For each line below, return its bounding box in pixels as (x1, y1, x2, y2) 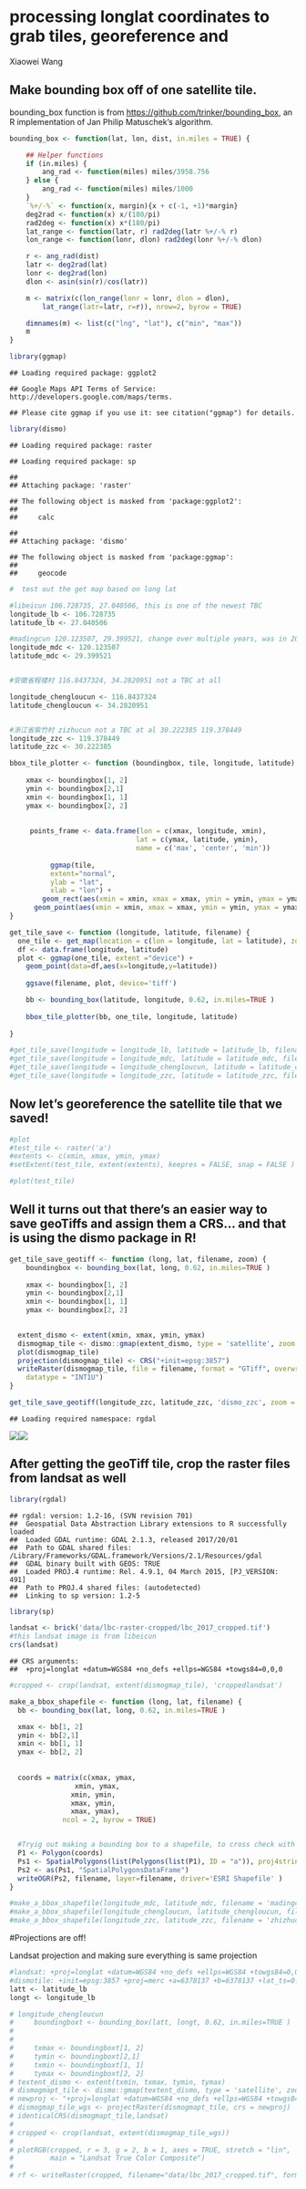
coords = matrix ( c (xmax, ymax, (17, 1773, 137, 1782)
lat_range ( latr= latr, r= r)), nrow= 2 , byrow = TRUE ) (42, 302, 243, 311)
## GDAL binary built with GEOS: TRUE (9, 1558, 161, 1569)
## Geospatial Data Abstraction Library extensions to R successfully (9, 1519, 287, 1528)
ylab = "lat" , (49, 878, 104, 887)
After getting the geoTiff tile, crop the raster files (9, 1456, 291, 1472)
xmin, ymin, (70, 1790, 117, 1799)
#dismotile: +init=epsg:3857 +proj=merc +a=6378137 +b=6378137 (9, 1975, 255, 1986)
